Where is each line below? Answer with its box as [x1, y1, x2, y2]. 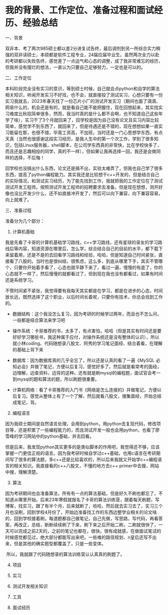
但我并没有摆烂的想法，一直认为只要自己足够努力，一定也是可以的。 [5, 64, 145, 70]
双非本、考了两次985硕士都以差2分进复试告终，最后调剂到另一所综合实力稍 [5, 45, 161, 51]
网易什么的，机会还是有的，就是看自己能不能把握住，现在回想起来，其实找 [5, 104, 158, 110]
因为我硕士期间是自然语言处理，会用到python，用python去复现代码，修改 [5, 420, 156, 427]
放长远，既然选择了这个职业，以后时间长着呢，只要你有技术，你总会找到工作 [5, 294, 163, 300]
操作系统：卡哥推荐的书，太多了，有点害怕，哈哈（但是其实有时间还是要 [12, 327, 161, 334]
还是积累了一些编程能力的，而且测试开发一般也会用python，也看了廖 [18, 427, 160, 433]
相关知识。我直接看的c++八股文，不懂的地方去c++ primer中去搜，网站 [13, 462, 159, 468]
